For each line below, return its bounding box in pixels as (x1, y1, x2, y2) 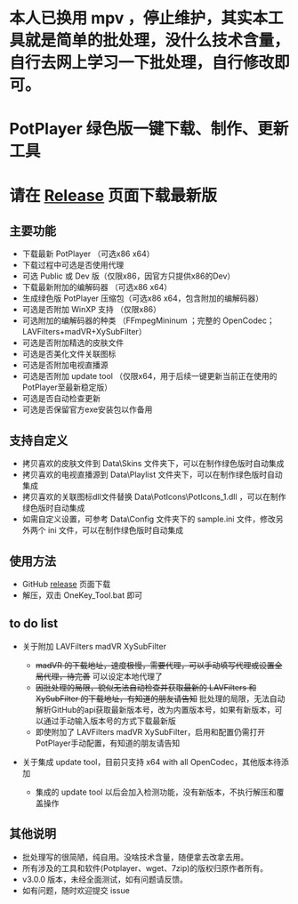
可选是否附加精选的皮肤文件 (21, 337, 125, 348)
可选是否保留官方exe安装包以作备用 (21, 404, 153, 415)
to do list (9, 616, 59, 632)
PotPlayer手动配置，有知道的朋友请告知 (35, 738, 181, 748)
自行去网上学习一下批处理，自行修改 (9, 52, 275, 73)
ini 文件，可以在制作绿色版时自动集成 (47, 525, 184, 536)
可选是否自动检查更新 (21, 393, 101, 404)
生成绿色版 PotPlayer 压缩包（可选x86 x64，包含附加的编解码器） (21, 293, 264, 303)
